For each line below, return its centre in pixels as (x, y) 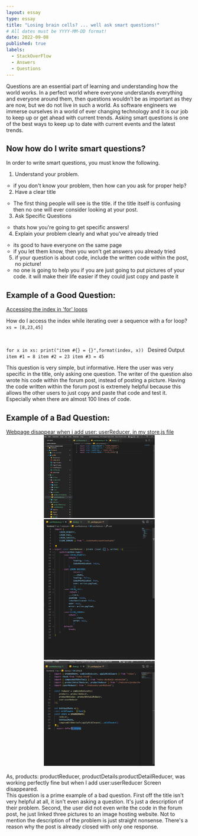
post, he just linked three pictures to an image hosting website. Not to (91, 814)
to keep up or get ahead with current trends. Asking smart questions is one (98, 118)
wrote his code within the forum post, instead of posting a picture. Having (96, 380)
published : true (26, 44)
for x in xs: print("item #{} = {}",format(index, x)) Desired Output (95, 350)
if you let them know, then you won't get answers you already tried (95, 252)
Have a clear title (35, 192)
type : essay (21, 19)
